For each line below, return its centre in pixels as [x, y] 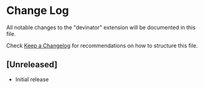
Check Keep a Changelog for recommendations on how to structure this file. [102, 46]
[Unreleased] [32, 65]
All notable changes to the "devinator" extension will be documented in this [101, 27]
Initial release [32, 79]
